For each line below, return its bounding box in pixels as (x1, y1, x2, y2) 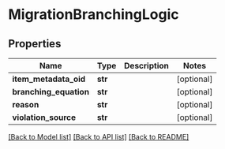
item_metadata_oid (12, 73, 86, 84)
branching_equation (12, 87, 89, 97)
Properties (8, 37, 62, 50)
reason (12, 99, 39, 110)
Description (123, 61, 170, 71)
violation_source (12, 112, 77, 123)
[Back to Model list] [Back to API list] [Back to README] (8, 132, 189, 141)
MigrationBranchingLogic (8, 6, 179, 24)
